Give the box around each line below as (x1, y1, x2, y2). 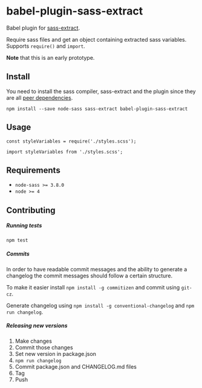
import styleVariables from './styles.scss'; (6, 149, 123, 155)
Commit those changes (15, 343, 74, 351)
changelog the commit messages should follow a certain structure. (6, 272, 173, 279)
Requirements (6, 165, 60, 175)
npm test (6, 237, 28, 243)
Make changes (15, 337, 53, 344)
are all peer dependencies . (6, 94, 73, 101)
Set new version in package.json (15, 350, 97, 357)
